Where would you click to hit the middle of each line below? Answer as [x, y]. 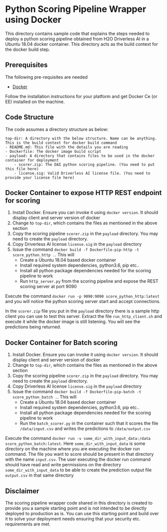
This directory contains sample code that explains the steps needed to [78, 33]
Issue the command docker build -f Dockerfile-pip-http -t [76, 249]
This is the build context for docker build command [61, 143]
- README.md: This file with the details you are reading [67, 147]
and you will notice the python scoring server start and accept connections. [83, 302]
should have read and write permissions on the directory [63, 465]
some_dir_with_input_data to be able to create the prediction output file [79, 470]
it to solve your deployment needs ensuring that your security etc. [73, 519]
